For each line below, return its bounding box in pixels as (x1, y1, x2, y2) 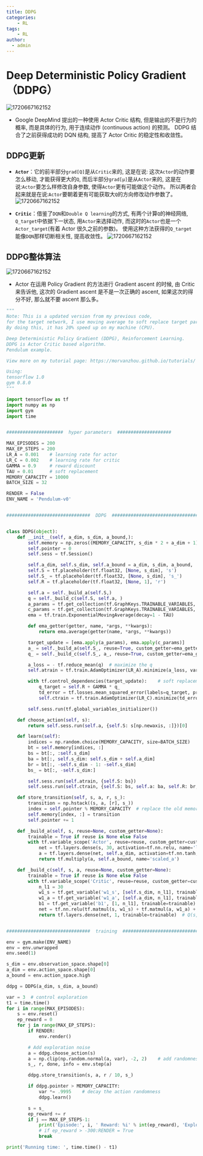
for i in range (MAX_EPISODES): (6, 1006, 85, 1012)
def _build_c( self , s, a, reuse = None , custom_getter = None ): (17, 867, 172, 873)
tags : (6, 25, 20, 32)
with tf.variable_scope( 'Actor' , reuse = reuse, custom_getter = (28, 839, 188, 845)
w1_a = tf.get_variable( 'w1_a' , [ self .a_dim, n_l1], (38, 895, 174, 901)
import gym (6, 407, 34, 414)
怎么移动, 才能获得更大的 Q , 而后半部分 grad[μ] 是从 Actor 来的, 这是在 (14, 175, 181, 182)
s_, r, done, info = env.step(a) (28, 1061, 112, 1067)
